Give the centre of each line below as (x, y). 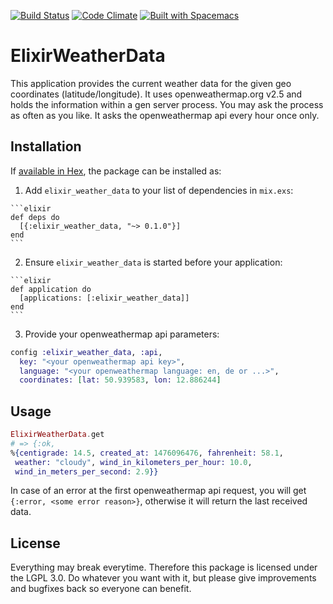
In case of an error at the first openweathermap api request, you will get (158, 491)
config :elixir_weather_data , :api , (86, 352)
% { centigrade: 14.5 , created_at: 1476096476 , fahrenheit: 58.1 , (147, 453)
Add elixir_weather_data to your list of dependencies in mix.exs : (159, 190)
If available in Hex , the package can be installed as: (116, 171)
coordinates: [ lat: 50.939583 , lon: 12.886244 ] (120, 380)
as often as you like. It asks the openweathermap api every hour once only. (165, 115)
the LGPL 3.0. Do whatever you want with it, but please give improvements (163, 578)
